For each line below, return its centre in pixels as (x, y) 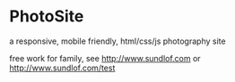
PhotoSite (47, 16)
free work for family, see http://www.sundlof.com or (105, 58)
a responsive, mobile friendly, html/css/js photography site (117, 41)
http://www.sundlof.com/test (62, 68)
